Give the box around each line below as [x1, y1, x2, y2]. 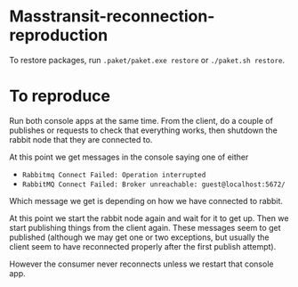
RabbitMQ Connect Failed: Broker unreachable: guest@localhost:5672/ [21, 180, 286, 189]
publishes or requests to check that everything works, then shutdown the [9, 125, 278, 135]
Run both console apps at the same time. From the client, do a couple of [9, 115, 274, 126]
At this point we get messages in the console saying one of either [9, 152, 249, 162]
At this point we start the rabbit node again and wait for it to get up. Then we [9, 212, 289, 224]
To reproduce [9, 86, 111, 106]
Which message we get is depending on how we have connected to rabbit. [9, 195, 283, 206]
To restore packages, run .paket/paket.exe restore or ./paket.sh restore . [9, 54, 286, 65]
